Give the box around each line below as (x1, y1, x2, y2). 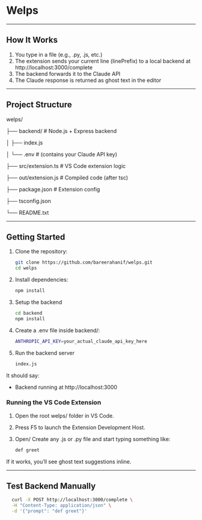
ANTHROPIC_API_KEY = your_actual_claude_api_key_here (14, 338, 147, 344)
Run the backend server (14, 349, 75, 356)
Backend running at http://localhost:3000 (14, 383, 117, 391)
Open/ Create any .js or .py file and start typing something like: (14, 435, 171, 442)
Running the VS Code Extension (6, 398, 102, 407)
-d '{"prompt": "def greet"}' (11, 508, 87, 515)
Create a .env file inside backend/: (14, 326, 100, 334)
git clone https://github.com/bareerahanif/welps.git (14, 259, 153, 265)
